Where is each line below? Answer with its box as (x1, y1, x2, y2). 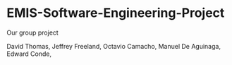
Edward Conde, (6, 49, 52, 58)
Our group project (6, 28, 59, 37)
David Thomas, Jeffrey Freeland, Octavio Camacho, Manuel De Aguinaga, (6, 42, 221, 50)
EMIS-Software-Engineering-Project (6, 5, 225, 21)
